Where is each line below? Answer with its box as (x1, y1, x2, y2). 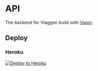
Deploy (5, 34, 28, 42)
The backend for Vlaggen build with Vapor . (5, 19, 93, 25)
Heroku (5, 49, 23, 56)
